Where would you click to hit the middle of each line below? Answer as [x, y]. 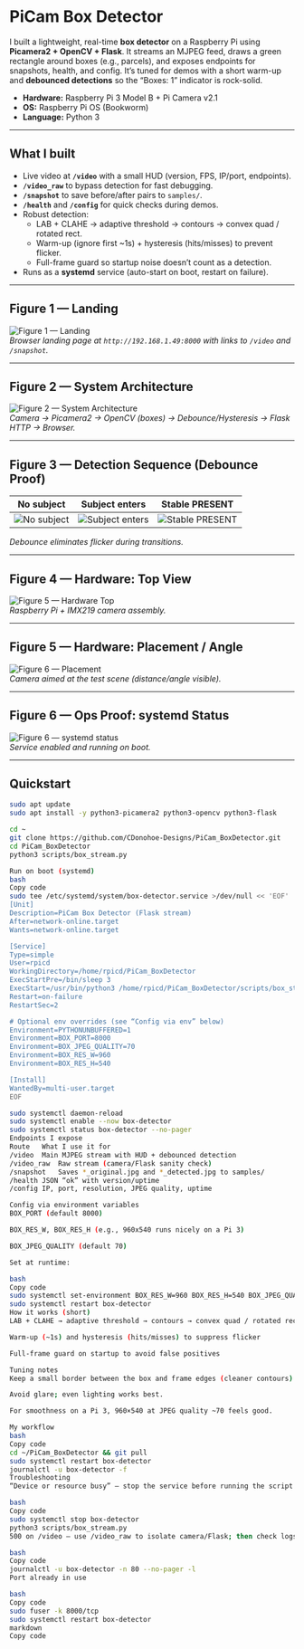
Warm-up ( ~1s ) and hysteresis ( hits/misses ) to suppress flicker [135, 1337]
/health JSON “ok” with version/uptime [85, 1180]
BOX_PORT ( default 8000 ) [56, 1214]
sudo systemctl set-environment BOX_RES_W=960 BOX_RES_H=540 [127, 1296]
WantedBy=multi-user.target [62, 1088]
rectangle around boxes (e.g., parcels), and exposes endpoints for [133, 61]
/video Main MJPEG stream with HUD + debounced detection [123, 1155]
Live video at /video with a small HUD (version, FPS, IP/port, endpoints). [157, 176]
